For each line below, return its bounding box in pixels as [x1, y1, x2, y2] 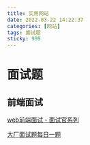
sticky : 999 [7, 36, 41, 42]
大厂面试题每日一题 [7, 131, 61, 139]
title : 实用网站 [7, 10, 49, 17]
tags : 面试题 [7, 29, 41, 36]
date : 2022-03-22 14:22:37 [7, 16, 84, 23]
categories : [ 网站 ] [7, 23, 61, 29]
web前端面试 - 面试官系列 [7, 116, 80, 124]
